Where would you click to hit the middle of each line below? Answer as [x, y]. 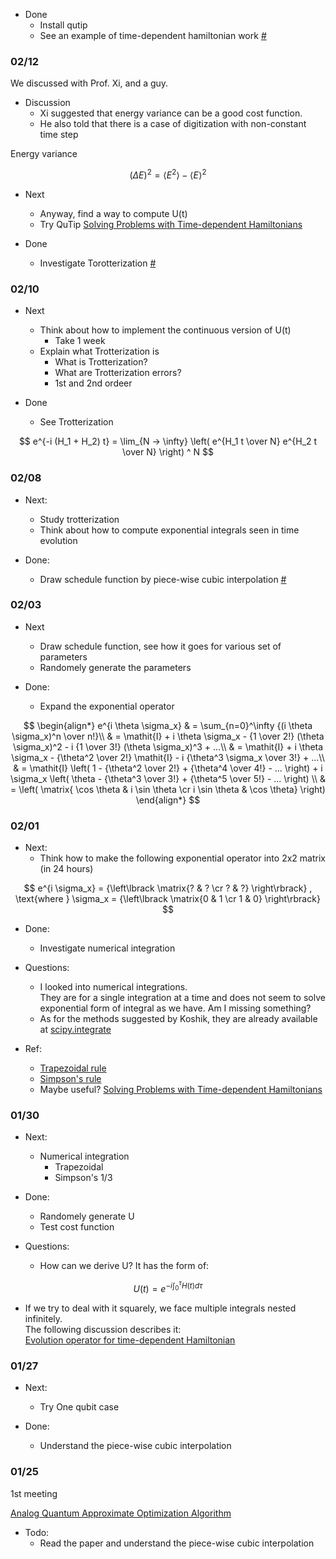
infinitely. [43, 1318]
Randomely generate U [87, 1216]
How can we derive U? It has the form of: [124, 1266]
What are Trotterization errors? [118, 373]
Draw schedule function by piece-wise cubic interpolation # [163, 579]
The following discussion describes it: [103, 1329]
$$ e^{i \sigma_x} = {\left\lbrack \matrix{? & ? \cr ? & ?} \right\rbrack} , [168, 888]
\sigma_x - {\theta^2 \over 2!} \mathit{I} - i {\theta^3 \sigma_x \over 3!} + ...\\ [168, 757]
